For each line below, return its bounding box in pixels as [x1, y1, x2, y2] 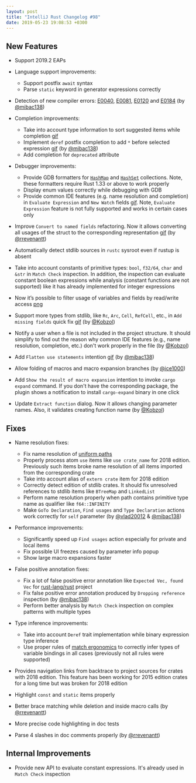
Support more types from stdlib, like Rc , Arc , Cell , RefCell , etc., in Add [14, 312, 183, 319]
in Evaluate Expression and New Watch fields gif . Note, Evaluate [23, 199, 176, 206]
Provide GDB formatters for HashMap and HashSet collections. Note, [23, 174, 183, 181]
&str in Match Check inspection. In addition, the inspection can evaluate [14, 271, 185, 278]
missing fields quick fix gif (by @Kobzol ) [14, 318, 115, 325]
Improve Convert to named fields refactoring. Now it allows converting [14, 223, 187, 230]
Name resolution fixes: [14, 439, 69, 446]
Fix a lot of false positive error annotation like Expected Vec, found [23, 577, 184, 584]
